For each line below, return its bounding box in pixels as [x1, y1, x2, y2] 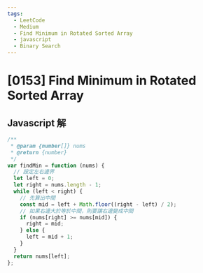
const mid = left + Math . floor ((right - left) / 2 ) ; [20, 200, 177, 208]
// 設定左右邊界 [13, 168, 55, 175]
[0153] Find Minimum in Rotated [7, 73, 197, 89]
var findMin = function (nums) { [7, 162, 105, 169]
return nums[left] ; [13, 253, 71, 260]
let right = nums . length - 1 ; [13, 182, 101, 189]
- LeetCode [13, 17, 45, 24]
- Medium [13, 23, 39, 30]
